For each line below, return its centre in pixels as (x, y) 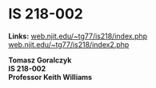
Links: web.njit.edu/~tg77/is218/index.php (78, 36)
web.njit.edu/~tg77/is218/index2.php (69, 44)
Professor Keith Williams (50, 77)
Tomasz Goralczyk (40, 60)
